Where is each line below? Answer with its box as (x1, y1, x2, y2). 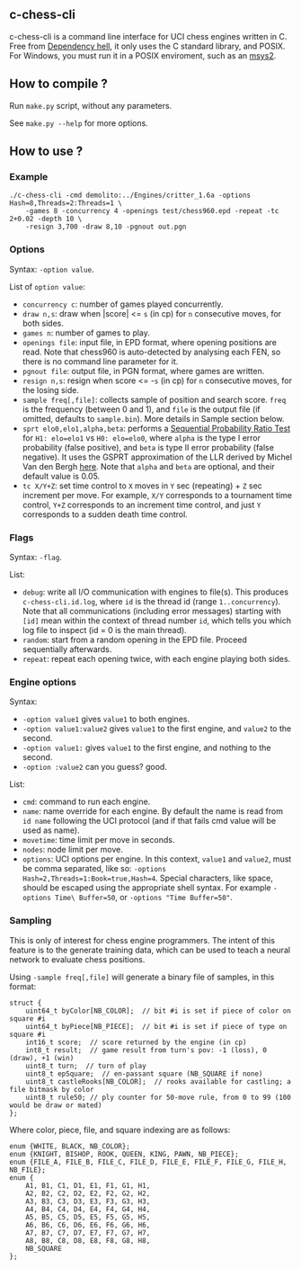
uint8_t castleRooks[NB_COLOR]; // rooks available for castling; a (25, 1077, 292, 1086)
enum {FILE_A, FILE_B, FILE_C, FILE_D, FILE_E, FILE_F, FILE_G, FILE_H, (9, 1157, 288, 1166)
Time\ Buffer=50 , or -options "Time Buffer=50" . (55, 892, 234, 903)
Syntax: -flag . (9, 551, 63, 562)
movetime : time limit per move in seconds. (22, 835, 175, 845)
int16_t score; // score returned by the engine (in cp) (25, 1038, 247, 1047)
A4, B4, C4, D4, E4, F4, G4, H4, (25, 1204, 151, 1213)
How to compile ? (9, 76, 108, 92)
